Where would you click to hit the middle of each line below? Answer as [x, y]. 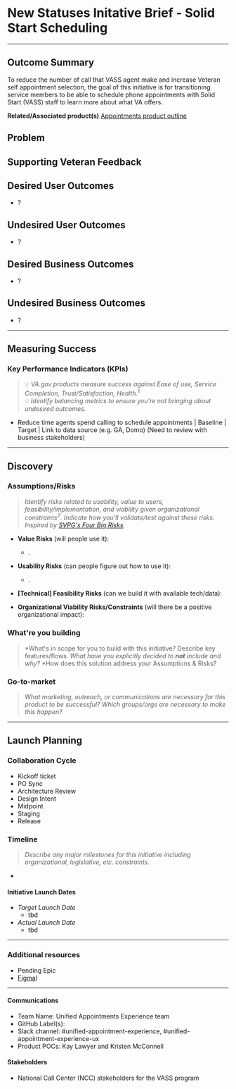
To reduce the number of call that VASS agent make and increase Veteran [114, 80]
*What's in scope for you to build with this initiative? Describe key [120, 648]
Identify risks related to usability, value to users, [94, 501]
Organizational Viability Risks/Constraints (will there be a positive [114, 607]
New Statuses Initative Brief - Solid [111, 13]
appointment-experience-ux [58, 1038]
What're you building [44, 633]
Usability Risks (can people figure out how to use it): [94, 566]
